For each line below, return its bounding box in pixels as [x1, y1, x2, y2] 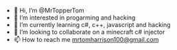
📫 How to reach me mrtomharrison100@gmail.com [13, 36, 159, 43]
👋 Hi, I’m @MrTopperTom [13, 7, 84, 14]
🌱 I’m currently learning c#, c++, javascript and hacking [13, 21, 171, 28]
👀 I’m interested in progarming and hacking [13, 14, 136, 22]
